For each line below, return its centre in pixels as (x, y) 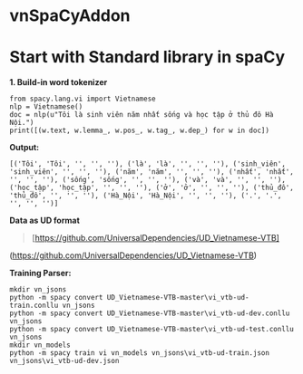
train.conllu (34, 306)
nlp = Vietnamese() (46, 107)
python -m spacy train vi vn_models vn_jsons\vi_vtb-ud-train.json (140, 353)
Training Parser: (40, 273)
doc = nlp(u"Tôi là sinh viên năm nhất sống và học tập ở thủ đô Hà (142, 115)
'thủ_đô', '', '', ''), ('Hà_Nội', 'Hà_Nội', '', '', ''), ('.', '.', (146, 196)
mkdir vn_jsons (38, 290)
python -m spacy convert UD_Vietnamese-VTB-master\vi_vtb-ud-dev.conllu (150, 313)
